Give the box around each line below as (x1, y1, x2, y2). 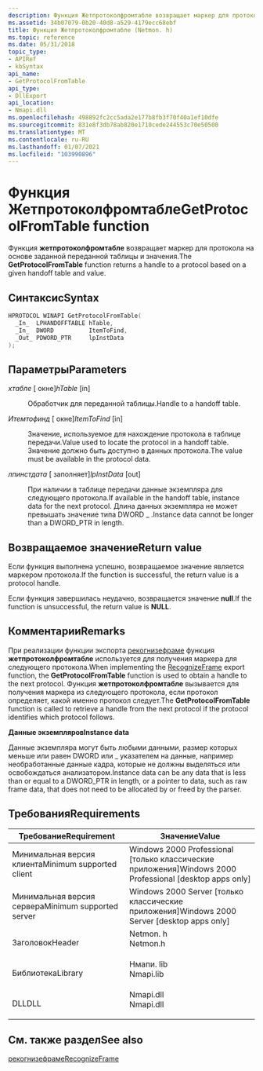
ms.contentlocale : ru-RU (8, 135, 89, 144)
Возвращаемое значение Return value (8, 541, 202, 554)
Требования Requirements (8, 807, 141, 821)
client (12, 868, 33, 879)
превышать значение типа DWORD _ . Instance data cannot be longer (27, 510, 254, 519)
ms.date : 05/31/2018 (8, 41, 76, 49)
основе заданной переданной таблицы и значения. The (8, 252, 192, 261)
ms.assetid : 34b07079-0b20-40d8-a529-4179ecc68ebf (8, 19, 177, 27)
